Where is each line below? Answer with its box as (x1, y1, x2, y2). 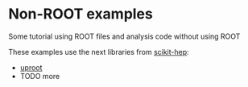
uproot (19, 62, 43, 72)
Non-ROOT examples (8, 5, 153, 23)
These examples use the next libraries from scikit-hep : (8, 47, 189, 56)
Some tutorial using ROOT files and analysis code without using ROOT (8, 31, 241, 41)
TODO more (19, 71, 60, 81)
